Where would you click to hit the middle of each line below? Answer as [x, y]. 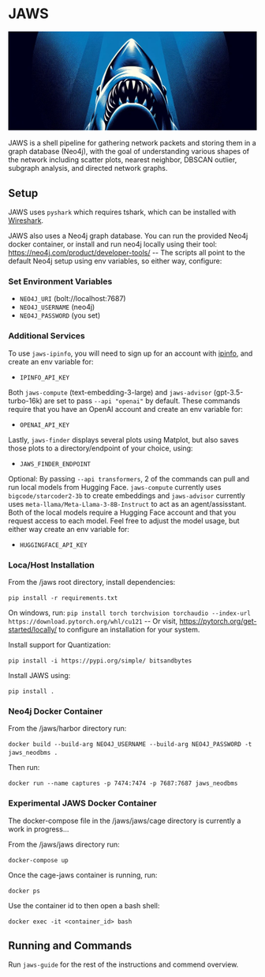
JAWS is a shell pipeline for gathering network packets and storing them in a [132, 143]
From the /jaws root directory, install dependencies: [92, 582]
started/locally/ [33, 629]
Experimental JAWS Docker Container [82, 803]
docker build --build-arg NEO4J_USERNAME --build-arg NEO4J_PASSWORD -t [130, 745]
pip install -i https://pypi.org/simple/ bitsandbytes [100, 661]
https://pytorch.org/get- [218, 621]
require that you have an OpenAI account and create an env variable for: [125, 409]
